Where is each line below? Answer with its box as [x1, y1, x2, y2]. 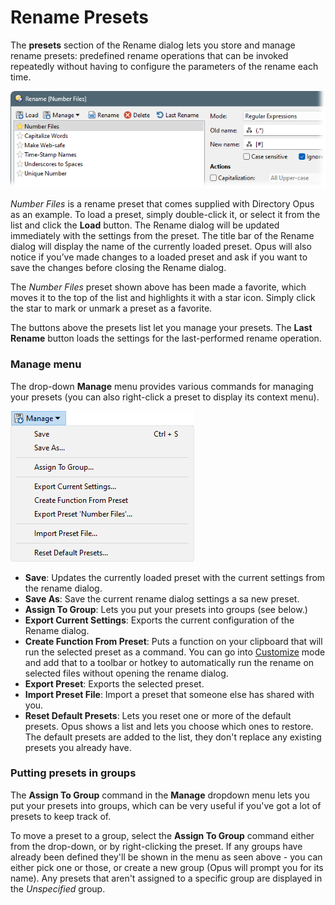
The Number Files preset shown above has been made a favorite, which [10, 281, 307, 293]
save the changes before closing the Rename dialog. [10, 262, 227, 274]
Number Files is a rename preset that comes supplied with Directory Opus [10, 198, 315, 210]
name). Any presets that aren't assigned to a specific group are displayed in [10, 872, 323, 884]
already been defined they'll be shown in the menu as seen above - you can [10, 851, 323, 863]
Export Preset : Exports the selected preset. [24, 677, 205, 690]
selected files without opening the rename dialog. [24, 667, 229, 679]
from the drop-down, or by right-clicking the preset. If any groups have [10, 840, 303, 852]
